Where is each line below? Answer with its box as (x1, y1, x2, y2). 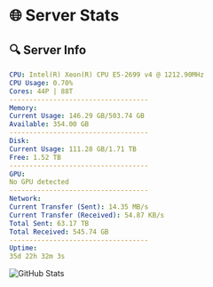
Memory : (9, 103, 38, 112)
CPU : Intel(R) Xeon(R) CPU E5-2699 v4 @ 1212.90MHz (9, 70, 204, 79)
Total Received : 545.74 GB (9, 227, 109, 236)
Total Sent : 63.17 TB (9, 219, 90, 227)
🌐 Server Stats (9, 5, 120, 26)
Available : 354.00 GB (9, 120, 90, 129)
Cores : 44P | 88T (9, 86, 74, 96)
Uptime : (9, 243, 38, 253)
